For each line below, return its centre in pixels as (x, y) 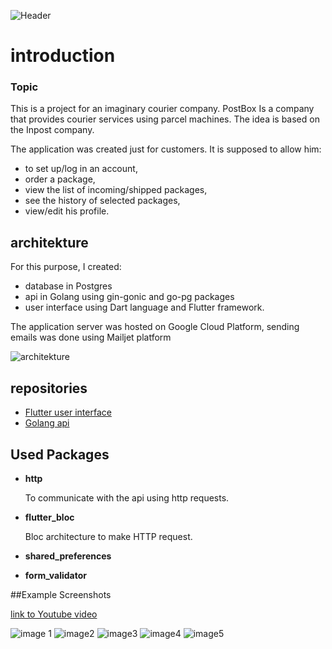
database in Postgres (68, 286)
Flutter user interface (68, 412)
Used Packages (60, 454)
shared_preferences (68, 556)
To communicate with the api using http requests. (127, 497)
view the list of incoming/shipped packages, (116, 190)
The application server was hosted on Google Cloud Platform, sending (155, 327)
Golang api (47, 423)
